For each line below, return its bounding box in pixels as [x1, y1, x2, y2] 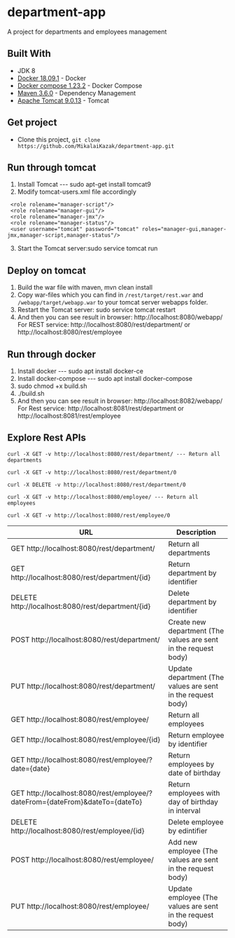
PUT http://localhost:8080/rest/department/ [10, 681, 156, 691]
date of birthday [168, 768, 221, 777]
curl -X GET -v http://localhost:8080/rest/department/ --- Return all [7, 450, 220, 457]
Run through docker [7, 348, 97, 360]
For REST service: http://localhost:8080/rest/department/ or [17, 321, 191, 329]
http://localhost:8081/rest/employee [17, 412, 121, 420]
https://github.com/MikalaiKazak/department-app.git [17, 142, 175, 149]
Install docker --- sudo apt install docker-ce [17, 367, 144, 375]
